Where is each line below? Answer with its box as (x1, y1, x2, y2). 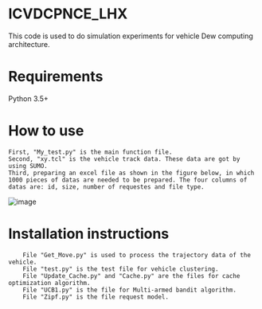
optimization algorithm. (8, 279, 91, 287)
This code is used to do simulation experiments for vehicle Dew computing (8, 31, 253, 41)
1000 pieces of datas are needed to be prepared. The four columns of (8, 176, 248, 184)
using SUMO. (8, 162, 48, 170)
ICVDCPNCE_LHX (8, 5, 128, 23)
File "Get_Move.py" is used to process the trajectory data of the (22, 251, 251, 259)
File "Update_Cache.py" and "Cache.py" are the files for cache (22, 272, 240, 280)
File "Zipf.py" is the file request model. (22, 292, 170, 301)
